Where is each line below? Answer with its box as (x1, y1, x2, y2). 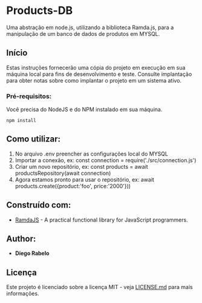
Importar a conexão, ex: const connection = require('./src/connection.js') (15, 156, 197, 164)
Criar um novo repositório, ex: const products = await (15, 163, 148, 170)
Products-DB (6, 4, 73, 18)
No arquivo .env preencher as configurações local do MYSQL (15, 150, 168, 157)
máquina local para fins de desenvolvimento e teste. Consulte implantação (6, 70, 192, 78)
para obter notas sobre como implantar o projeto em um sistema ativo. (6, 77, 182, 84)
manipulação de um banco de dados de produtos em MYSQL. (6, 30, 160, 37)
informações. (6, 290, 39, 298)
